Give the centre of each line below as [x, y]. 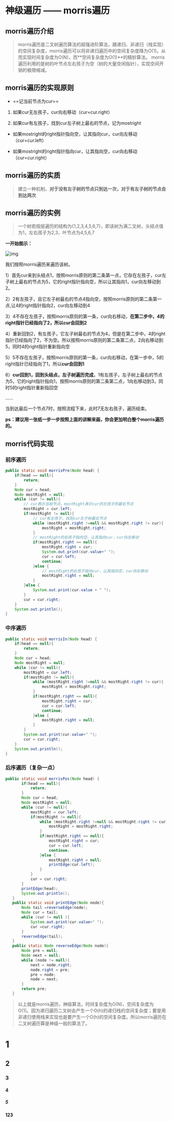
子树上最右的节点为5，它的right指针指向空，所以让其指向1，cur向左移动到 [83, 282]
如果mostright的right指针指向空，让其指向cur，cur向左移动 [75, 134]
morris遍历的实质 [33, 175]
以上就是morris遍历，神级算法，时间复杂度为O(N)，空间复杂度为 [86, 1004]
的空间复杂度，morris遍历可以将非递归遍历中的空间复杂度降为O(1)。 [89, 51]
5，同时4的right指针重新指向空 [38, 347]
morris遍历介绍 [29, 31]
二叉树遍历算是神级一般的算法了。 [54, 1023]
